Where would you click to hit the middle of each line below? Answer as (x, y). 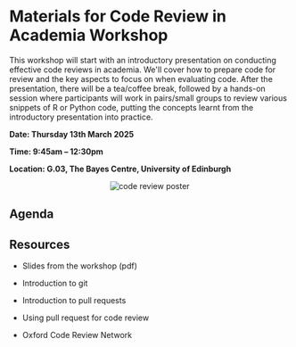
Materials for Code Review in (118, 17)
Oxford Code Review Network (77, 335)
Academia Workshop (89, 35)
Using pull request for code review (86, 318)
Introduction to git (55, 284)
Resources (40, 244)
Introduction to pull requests (74, 301)
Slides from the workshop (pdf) (80, 266)
